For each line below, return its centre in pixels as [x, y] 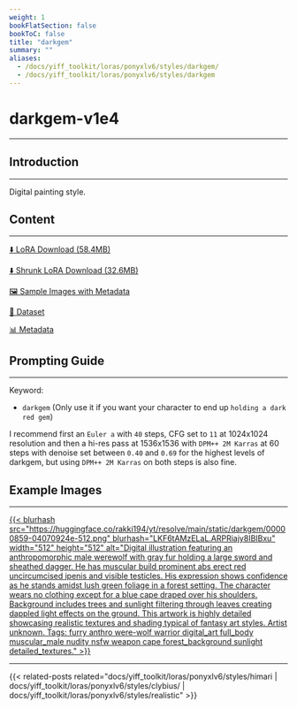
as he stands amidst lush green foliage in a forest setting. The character [140, 585]
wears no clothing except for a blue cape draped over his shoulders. [133, 594]
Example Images [56, 490]
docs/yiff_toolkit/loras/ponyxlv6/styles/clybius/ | [97, 685]
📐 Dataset [27, 312]
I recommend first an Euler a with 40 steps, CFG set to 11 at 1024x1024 [139, 434]
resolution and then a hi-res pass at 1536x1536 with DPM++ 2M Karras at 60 [145, 444]
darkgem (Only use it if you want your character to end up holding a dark [154, 408]
